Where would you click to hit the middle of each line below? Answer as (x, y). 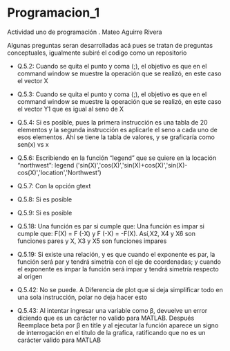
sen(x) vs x (33, 144)
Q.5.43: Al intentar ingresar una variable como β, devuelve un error (112, 310)
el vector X (32, 80)
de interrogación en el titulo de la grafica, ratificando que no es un (111, 332)
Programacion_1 (54, 13)
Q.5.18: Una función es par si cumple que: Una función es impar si (111, 226)
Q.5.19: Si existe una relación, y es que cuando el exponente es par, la (116, 254)
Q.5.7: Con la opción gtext (54, 186)
